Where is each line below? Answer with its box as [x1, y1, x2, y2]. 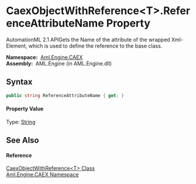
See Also [6, 135, 39, 145]
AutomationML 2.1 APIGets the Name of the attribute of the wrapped [6, 36, 171, 43]
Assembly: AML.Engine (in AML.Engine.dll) [6, 60, 112, 67]
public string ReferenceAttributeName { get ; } [6, 92, 125, 98]
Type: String [6, 118, 36, 125]
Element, [6, 42, 27, 49]
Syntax [6, 77, 33, 87]
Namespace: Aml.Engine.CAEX [6, 53, 83, 61]
